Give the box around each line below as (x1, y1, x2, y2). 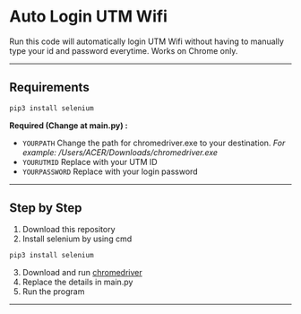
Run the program (21, 286, 85, 297)
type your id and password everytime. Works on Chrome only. (9, 45, 238, 56)
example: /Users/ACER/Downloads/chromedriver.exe (21, 146, 218, 158)
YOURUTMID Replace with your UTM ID (21, 156, 159, 167)
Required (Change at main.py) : (9, 119, 128, 131)
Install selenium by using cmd (21, 233, 133, 244)
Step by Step (9, 200, 82, 216)
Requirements (9, 80, 90, 95)
